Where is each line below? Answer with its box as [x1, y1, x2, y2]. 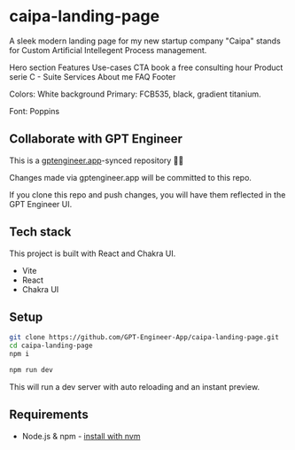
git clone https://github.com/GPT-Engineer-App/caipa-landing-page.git [9, 333, 279, 342]
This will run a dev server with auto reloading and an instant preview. [9, 381, 260, 392]
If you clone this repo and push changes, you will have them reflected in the [9, 189, 286, 200]
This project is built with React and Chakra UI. [9, 248, 176, 259]
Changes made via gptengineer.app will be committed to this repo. [9, 172, 252, 182]
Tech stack [9, 224, 72, 240]
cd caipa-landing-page [9, 341, 93, 351]
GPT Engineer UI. [9, 198, 73, 209]
